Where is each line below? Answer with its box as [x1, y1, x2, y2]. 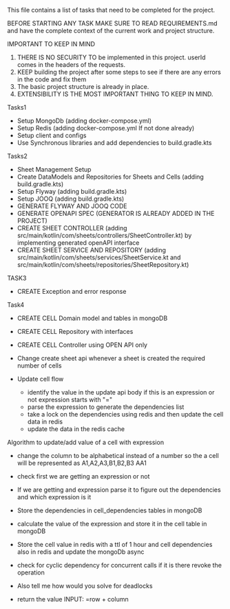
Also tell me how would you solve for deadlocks [17, 582, 153, 590]
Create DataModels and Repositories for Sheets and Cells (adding [17, 172, 205, 181]
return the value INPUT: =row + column [17, 595, 129, 603]
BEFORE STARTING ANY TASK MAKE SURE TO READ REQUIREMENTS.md [7, 19, 218, 27]
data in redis [27, 417, 63, 426]
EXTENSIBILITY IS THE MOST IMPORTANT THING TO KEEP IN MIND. [17, 90, 213, 98]
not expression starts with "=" [27, 396, 112, 403]
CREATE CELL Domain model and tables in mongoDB [17, 314, 168, 322]
